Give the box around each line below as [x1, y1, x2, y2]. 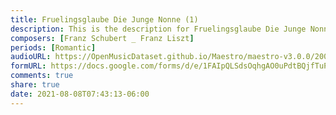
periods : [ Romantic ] [10, 42, 97, 53]
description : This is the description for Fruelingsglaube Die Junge [10, 24, 307, 34]
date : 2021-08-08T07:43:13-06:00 [10, 89, 150, 99]
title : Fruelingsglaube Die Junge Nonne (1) [10, 14, 199, 25]
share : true [10, 80, 60, 90]
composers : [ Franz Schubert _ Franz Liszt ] [10, 33, 195, 43]
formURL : [10, 61, 47, 71]
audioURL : [10, 52, 52, 62]
